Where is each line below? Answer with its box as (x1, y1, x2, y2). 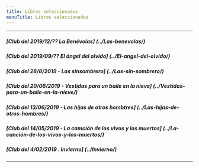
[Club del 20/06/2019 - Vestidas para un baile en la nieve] (6, 83, 152, 90)
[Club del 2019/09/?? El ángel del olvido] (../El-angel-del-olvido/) (6, 52, 171, 60)
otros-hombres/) (6, 110, 49, 117)
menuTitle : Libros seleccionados (6, 14, 89, 20)
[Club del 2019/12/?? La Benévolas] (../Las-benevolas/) (6, 38, 146, 45)
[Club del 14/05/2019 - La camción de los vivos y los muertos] (6, 124, 162, 131)
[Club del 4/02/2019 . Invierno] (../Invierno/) (6, 146, 117, 153)
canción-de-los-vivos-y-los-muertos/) (6, 131, 105, 138)
